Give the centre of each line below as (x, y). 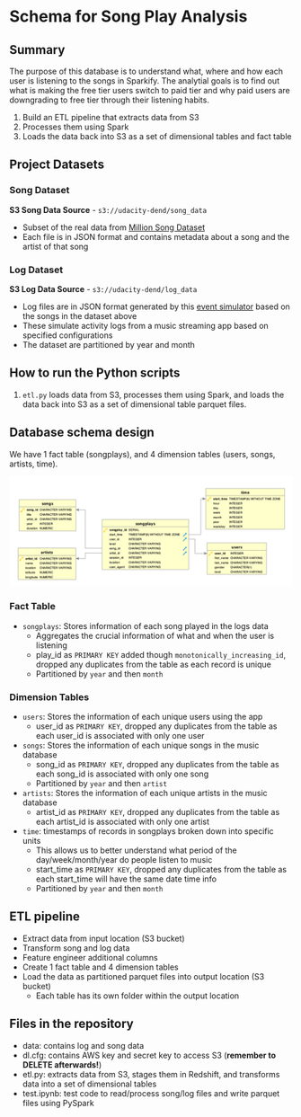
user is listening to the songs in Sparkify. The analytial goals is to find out (145, 81)
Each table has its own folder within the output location (137, 996)
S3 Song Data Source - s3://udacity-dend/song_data (108, 209)
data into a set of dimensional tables (89, 1084)
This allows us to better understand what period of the (137, 850)
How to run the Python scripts (95, 373)
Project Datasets (57, 165)
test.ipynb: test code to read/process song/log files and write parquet (151, 1093)
